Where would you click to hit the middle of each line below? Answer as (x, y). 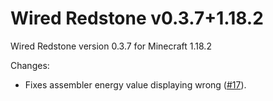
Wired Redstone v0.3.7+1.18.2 (137, 18)
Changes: (30, 65)
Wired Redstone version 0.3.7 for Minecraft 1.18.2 (111, 46)
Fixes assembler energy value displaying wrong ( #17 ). (135, 84)
